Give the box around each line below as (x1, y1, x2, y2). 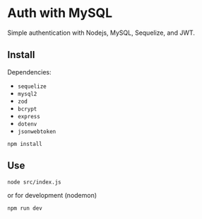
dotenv (17, 120, 37, 128)
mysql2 (17, 90, 37, 97)
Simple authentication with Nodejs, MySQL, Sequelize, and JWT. (7, 28, 196, 37)
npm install (7, 140, 42, 147)
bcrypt (17, 105, 37, 113)
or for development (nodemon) (7, 191, 97, 199)
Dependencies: (7, 67, 52, 76)
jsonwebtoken (17, 128, 57, 135)
